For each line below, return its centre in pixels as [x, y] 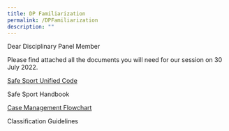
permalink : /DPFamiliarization [53, 20]
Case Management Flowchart [50, 108]
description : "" [31, 26]
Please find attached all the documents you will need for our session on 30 [115, 60]
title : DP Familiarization [46, 14]
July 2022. [23, 68]
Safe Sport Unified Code [43, 81]
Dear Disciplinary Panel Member [54, 47]
